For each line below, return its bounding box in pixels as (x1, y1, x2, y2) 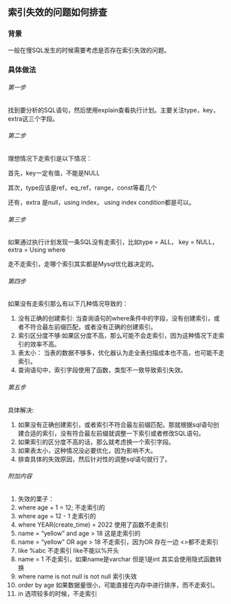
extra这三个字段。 (8, 114, 59, 123)
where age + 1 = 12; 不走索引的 (17, 503, 105, 512)
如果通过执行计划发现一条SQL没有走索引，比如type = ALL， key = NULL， (8, 238, 219, 246)
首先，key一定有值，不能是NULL (8, 169, 100, 177)
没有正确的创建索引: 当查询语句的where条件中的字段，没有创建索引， (17, 314, 214, 323)
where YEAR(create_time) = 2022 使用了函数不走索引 (17, 520, 169, 529)
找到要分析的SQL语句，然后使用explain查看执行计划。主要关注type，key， (8, 105, 219, 114)
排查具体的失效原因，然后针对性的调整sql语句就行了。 (17, 454, 171, 463)
